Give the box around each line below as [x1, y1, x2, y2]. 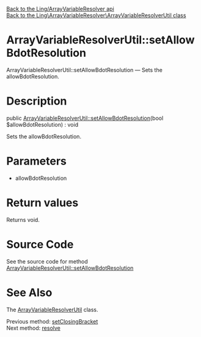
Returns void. [6, 216, 40, 223]
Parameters [6, 154, 67, 168]
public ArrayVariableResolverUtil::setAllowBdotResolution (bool [6, 114, 164, 122]
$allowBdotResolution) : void [6, 120, 78, 128]
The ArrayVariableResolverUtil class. [6, 306, 98, 313]
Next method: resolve [6, 324, 61, 331]
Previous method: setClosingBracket [6, 317, 98, 325]
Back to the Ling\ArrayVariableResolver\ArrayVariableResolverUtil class [6, 12, 186, 19]
